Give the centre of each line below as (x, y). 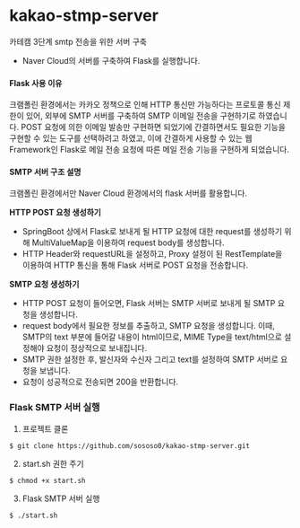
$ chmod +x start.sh (48, 480)
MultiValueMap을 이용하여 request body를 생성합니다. (128, 242)
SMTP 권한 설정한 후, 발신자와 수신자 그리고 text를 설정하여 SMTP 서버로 (150, 359)
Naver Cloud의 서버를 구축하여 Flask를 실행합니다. (111, 60)
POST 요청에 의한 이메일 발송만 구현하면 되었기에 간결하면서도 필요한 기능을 (154, 128)
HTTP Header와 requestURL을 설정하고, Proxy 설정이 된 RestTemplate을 (152, 254)
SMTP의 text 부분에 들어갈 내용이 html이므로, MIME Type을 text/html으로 (152, 337)
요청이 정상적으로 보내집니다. (97, 348)
